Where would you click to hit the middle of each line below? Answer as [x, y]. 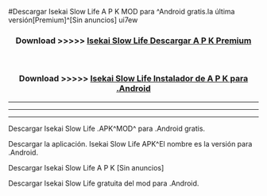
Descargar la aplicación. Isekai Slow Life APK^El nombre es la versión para [130, 143]
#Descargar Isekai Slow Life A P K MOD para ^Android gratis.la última [122, 12]
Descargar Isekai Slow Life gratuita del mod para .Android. [104, 183]
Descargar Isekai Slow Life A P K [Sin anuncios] [86, 167]
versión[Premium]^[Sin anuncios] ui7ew [73, 20]
